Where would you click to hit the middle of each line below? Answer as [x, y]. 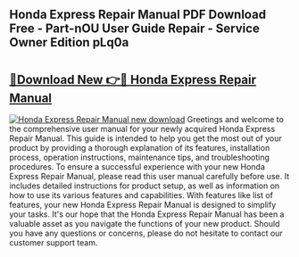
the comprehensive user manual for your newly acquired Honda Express [142, 129]
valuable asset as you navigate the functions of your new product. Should [145, 224]
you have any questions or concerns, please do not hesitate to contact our [146, 233]
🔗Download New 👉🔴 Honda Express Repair [133, 79]
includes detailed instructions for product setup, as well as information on [145, 186]
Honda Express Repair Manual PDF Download [137, 15]
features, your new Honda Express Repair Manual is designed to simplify [143, 205]
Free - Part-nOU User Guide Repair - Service [135, 29]
